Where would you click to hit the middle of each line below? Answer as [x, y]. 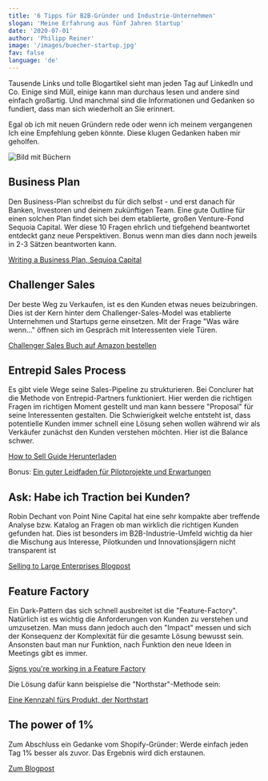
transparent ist [32, 551]
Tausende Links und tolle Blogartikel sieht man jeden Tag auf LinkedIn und [131, 83]
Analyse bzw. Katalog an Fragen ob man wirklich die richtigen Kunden [124, 525]
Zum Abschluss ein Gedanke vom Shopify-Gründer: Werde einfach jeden [128, 744]
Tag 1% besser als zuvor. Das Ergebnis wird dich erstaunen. [107, 753]
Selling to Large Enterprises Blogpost [69, 566]
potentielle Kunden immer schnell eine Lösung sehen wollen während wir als [134, 424]
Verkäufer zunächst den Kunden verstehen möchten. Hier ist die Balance [128, 432]
